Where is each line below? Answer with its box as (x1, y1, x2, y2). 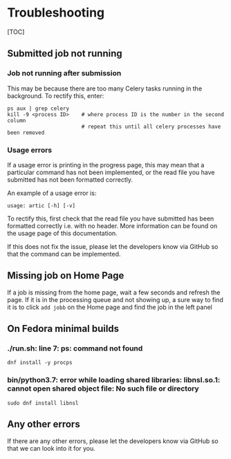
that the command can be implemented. (7, 250, 121, 258)
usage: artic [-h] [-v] (7, 202, 76, 209)
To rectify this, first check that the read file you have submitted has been (7, 214, 214, 223)
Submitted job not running (7, 48, 122, 59)
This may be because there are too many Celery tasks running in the (7, 84, 203, 93)
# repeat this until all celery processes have (81, 123, 221, 130)
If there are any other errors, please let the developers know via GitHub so (7, 437, 219, 445)
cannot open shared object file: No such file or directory (7, 384, 199, 393)
